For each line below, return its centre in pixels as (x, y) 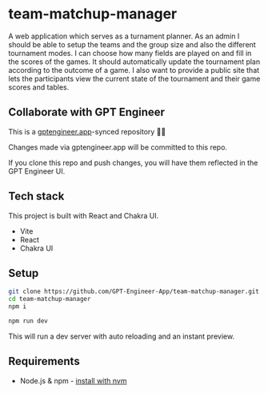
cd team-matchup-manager (50, 299)
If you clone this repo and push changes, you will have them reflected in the (133, 162)
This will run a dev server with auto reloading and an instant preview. (121, 336)
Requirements (44, 361)
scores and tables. (39, 87)
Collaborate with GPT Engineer (87, 112)
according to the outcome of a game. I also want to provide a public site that (134, 70)
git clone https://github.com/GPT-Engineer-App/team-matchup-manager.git (134, 292)
